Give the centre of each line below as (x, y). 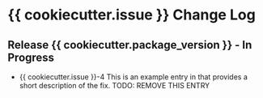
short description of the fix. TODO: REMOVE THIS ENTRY (115, 85)
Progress (31, 57)
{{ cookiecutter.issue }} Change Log (131, 15)
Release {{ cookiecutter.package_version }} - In (130, 45)
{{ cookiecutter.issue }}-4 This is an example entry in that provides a (134, 77)
